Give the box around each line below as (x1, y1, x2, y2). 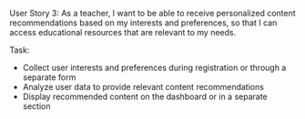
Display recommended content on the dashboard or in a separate (22, 91, 268, 102)
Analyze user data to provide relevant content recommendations (22, 82, 264, 92)
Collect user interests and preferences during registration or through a (22, 63, 287, 73)
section (22, 101, 51, 112)
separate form (22, 72, 76, 83)
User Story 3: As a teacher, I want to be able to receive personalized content (9, 8, 296, 18)
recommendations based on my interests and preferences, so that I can (9, 17, 278, 28)
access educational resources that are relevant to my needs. (9, 27, 237, 37)
